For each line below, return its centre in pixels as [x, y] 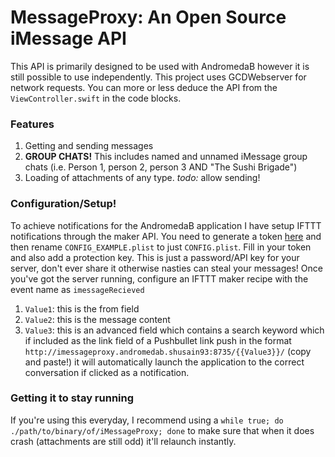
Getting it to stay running [72, 398]
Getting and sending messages [89, 146]
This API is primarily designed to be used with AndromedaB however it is [160, 66]
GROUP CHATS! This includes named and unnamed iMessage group [166, 157]
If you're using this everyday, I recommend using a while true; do [147, 420]
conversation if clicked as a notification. [107, 372]
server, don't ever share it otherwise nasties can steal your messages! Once [166, 268]
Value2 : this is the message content [97, 319]
